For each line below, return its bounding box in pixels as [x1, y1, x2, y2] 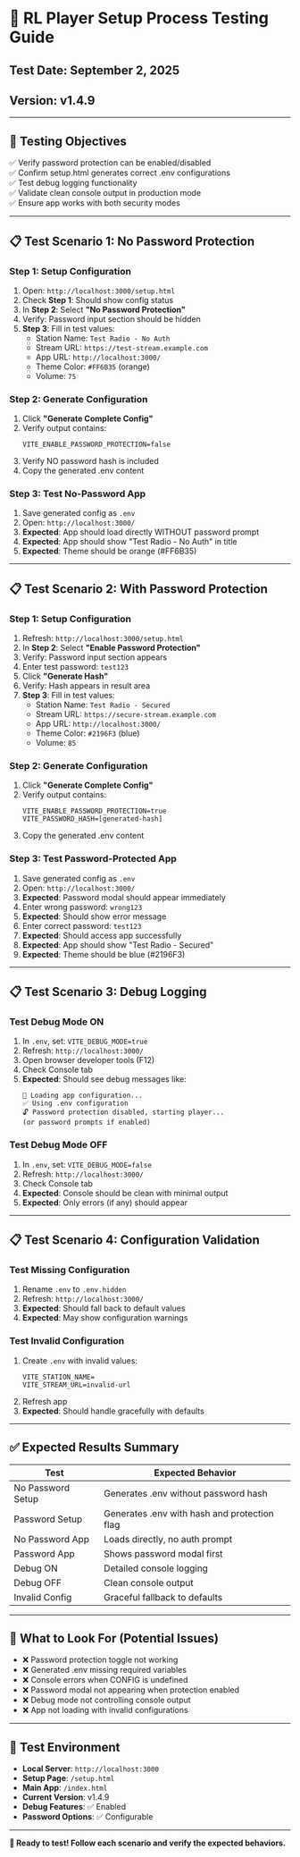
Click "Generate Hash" [21, 671, 109, 682]
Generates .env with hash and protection [104, 1507, 274, 1519]
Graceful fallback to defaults [104, 1591, 223, 1603]
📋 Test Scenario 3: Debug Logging [9, 984, 207, 1000]
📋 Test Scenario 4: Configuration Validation [9, 1233, 261, 1248]
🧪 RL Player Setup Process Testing [9, 8, 270, 29]
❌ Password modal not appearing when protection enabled [21, 1684, 239, 1695]
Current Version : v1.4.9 [21, 1792, 110, 1802]
